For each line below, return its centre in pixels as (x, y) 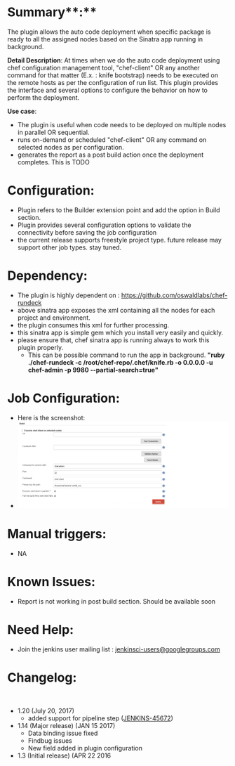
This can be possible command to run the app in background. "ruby (126, 355)
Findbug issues (50, 740)
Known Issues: (52, 582)
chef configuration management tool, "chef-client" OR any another (103, 67)
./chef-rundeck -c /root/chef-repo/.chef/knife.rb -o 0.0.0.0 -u (120, 362)
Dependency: (47, 276)
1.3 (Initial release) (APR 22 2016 (64, 755)
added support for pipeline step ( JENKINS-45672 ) (101, 718)
